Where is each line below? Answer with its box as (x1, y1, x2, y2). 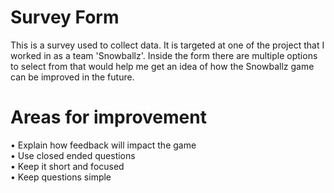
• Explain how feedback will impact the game (10, 139, 197, 151)
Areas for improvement (10, 106, 207, 129)
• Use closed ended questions (10, 149, 136, 161)
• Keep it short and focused (10, 160, 125, 172)
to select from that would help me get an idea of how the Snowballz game (10, 60, 315, 72)
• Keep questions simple (10, 171, 112, 183)
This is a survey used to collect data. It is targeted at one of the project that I (10, 39, 325, 51)
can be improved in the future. (10, 71, 135, 83)
